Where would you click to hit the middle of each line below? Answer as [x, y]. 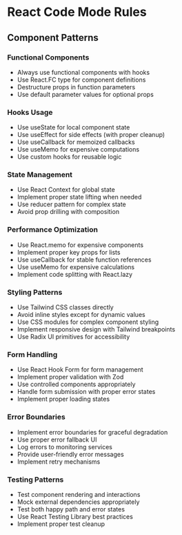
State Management [40, 175]
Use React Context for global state [66, 190]
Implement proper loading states [63, 399]
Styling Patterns [35, 292]
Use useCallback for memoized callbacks [76, 142]
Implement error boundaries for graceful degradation [92, 432]
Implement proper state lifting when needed [79, 197]
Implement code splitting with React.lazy [75, 274]
